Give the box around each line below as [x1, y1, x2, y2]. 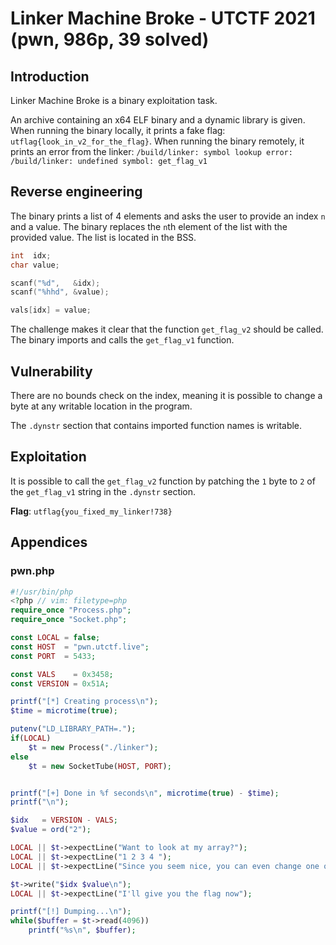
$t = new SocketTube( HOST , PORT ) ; [28, 761, 172, 771]
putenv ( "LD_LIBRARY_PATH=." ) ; [10, 724, 137, 734]
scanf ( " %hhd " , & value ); [10, 287, 110, 297]
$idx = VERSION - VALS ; [10, 815, 118, 826]
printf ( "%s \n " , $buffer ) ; [28, 925, 137, 936]
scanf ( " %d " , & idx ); [10, 278, 101, 288]
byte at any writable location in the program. [10, 400, 193, 412]
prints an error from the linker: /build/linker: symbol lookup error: [10, 146, 293, 157]
